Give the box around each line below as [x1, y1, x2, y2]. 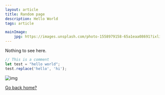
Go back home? [5, 84, 37, 91]
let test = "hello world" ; [5, 62, 60, 67]
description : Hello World [5, 16, 58, 21]
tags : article [5, 21, 34, 26]
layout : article [5, 7, 38, 12]
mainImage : [5, 30, 27, 35]
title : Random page [5, 12, 45, 17]
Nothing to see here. [5, 47, 47, 53]
